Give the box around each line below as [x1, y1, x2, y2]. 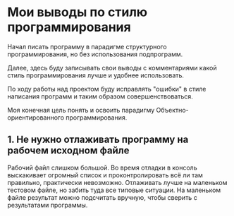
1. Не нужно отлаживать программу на [7, 134, 189, 146]
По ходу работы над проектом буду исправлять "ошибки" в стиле [7, 84, 207, 93]
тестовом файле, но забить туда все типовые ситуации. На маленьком [7, 186, 221, 194]
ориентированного [7, 113, 65, 122]
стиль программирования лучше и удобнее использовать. [7, 71, 185, 80]
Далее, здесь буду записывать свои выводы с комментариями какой [7, 63, 217, 72]
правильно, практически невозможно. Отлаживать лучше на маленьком [7, 178, 228, 186]
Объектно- [156, 106, 189, 114]
